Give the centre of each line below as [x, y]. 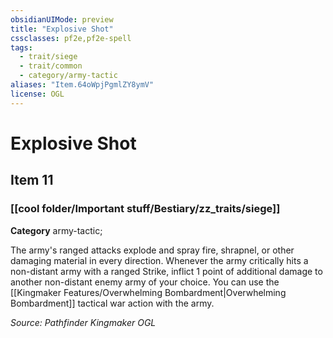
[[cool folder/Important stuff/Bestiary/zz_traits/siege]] [145, 209]
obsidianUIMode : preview [62, 19]
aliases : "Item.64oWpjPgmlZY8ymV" [82, 85]
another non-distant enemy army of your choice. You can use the [145, 282]
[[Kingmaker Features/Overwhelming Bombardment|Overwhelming [148, 292]
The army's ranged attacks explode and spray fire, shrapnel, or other [152, 250]
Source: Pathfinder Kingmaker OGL [83, 322]
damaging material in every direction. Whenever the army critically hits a [159, 260]
